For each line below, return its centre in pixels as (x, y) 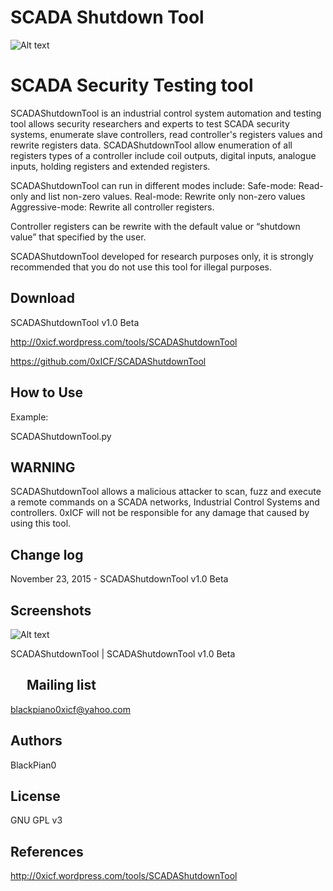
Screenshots (51, 610)
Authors (36, 741)
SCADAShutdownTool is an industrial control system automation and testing (166, 113)
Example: (29, 417)
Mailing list (61, 685)
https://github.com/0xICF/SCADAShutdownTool (108, 361)
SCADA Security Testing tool (132, 85)
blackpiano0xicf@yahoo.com (70, 709)
